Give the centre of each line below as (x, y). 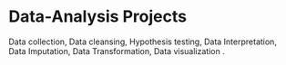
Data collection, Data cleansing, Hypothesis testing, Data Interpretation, (143, 42)
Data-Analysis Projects (98, 17)
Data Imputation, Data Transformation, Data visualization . (117, 51)
